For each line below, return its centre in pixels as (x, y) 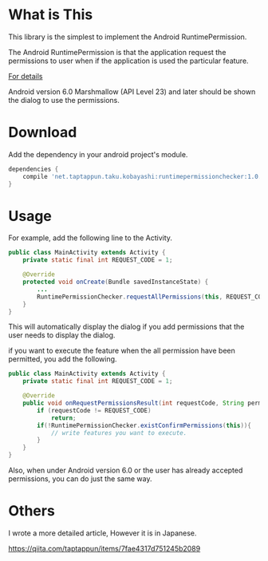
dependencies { (33, 169)
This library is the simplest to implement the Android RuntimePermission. (128, 37)
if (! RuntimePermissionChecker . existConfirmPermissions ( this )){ (144, 425)
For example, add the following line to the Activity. (91, 238)
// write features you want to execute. (119, 433)
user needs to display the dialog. (62, 335)
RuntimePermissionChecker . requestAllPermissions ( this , (130, 297)
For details (26, 76)
